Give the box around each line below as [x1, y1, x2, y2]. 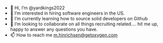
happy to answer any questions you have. [10, 26, 98, 32]
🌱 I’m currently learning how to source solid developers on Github [10, 16, 148, 21]
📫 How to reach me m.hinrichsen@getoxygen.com [10, 32, 118, 38]
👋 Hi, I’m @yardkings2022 [10, 5, 65, 11]
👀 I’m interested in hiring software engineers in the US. [10, 10, 125, 16]
